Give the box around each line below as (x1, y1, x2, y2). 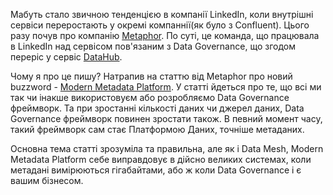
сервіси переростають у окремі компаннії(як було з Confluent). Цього (10, 19, 310, 31)
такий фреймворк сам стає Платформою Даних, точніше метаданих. (10, 124, 305, 135)
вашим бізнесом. (10, 175, 84, 186)
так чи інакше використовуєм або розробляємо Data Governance (10, 92, 290, 103)
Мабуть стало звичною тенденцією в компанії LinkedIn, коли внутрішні (10, 9, 314, 20)
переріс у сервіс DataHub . (10, 51, 123, 63)
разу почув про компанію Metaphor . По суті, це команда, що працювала (10, 30, 320, 41)
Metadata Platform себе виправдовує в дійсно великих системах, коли (10, 154, 312, 165)
